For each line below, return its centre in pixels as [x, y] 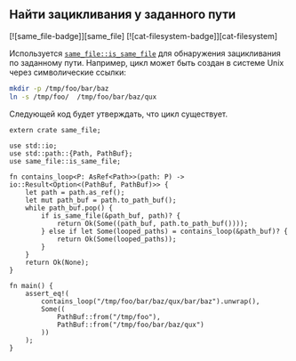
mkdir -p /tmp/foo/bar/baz [59, 88]
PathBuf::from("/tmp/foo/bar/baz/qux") [130, 325]
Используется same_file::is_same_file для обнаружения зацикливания [145, 53]
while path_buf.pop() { [69, 208]
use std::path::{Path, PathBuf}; [71, 153]
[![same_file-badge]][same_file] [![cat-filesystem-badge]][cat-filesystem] [144, 36]
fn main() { [31, 285]
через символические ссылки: [68, 72]
